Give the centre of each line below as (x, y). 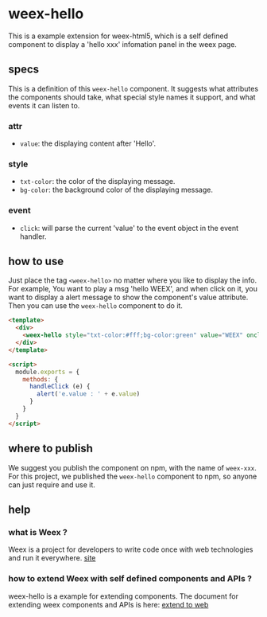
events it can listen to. (44, 105)
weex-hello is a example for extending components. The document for (123, 596)
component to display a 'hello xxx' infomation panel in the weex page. (122, 44)
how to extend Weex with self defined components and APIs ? (130, 579)
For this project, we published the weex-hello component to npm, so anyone (133, 476)
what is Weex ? (38, 532)
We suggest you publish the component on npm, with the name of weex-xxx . (132, 467)
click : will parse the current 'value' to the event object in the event (129, 228)
